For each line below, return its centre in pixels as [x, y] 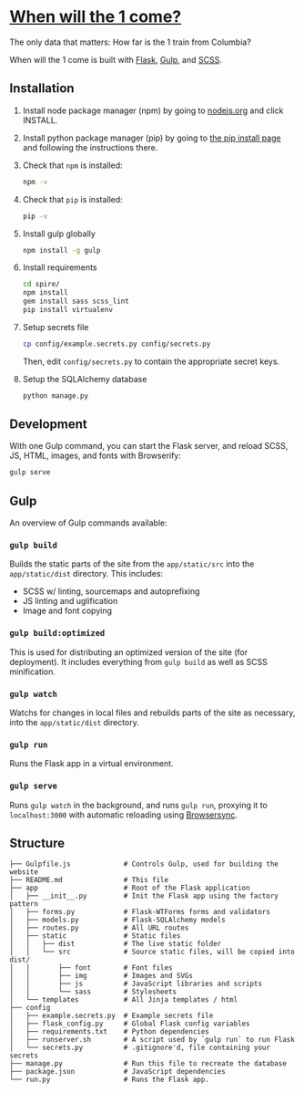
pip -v [35, 216]
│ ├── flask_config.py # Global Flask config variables [130, 1024]
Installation [42, 88]
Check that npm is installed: [72, 165]
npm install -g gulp [61, 250]
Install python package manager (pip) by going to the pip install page [152, 138]
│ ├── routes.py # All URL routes [99, 928]
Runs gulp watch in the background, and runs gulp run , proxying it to [139, 805]
